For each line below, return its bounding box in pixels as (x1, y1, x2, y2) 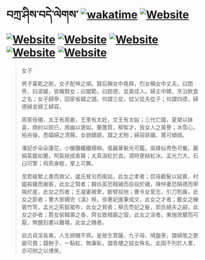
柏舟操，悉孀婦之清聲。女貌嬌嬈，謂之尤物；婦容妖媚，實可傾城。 (21, 131, 188, 139)
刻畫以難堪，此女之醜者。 (42, 218, 108, 226)
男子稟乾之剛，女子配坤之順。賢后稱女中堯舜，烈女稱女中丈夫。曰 (21, 80, 188, 87)
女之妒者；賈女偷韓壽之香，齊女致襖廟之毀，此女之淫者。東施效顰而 (21, 211, 193, 218)
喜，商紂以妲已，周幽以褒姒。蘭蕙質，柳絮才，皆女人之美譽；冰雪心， (21, 123, 199, 131)
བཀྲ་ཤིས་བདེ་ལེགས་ (6, 8, 78, 22)
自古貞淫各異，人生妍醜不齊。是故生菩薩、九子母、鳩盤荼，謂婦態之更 (21, 231, 199, 239)
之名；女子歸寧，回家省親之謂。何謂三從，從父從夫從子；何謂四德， (21, 95, 193, 102)
